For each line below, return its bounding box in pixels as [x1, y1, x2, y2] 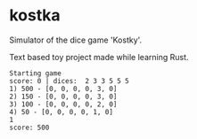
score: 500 [9, 123, 50, 132]
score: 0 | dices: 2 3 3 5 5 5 [9, 76, 129, 85]
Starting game [9, 68, 62, 78]
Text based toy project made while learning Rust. [9, 51, 189, 62]
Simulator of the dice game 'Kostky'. [9, 35, 143, 45]
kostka [9, 5, 61, 26]
